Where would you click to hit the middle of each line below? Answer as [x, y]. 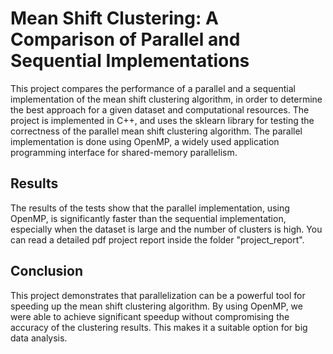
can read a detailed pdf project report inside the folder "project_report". [157, 239]
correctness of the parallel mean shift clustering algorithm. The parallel [156, 131]
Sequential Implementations [130, 61]
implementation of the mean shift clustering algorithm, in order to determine [166, 99]
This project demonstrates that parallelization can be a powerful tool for [158, 295]
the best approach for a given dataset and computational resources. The [160, 109]
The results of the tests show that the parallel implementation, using [150, 208]
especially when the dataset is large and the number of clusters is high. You [166, 229]
